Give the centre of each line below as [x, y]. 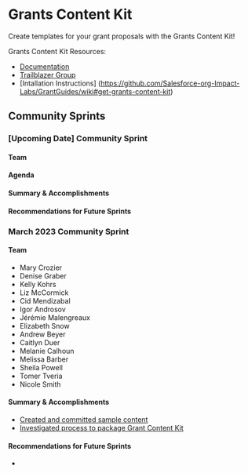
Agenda [21, 175]
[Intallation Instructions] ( [60, 83]
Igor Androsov [43, 309]
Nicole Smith [40, 384]
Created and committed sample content [84, 419]
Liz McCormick [44, 293]
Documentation [44, 66]
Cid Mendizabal [45, 300]
